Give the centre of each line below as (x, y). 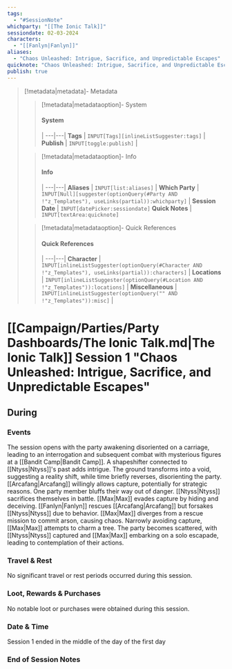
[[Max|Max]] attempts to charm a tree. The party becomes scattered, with (112, 528)
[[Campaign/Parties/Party (84, 328)
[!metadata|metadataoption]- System (94, 104)
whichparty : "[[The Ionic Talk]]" (57, 26)
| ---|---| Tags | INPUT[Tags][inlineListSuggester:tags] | (123, 135)
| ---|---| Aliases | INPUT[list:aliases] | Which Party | (120, 187)
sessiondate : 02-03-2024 (43, 33)
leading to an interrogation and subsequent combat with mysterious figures (114, 454)
